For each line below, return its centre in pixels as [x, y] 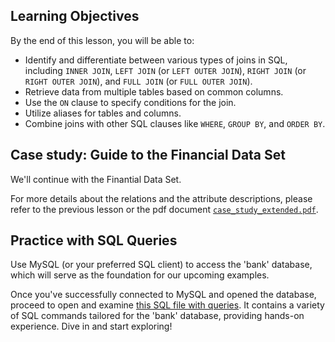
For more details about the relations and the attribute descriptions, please [161, 198]
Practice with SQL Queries [94, 240]
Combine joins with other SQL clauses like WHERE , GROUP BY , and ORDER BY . [175, 123]
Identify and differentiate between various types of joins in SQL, [156, 60]
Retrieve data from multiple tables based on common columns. [154, 91]
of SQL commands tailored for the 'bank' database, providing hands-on [157, 316]
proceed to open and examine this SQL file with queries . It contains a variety [167, 305]
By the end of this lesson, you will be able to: [102, 40]
